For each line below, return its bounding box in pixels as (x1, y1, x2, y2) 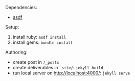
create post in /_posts (12, 59, 60, 65)
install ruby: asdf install (12, 34, 66, 40)
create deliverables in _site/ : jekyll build (12, 65, 103, 70)
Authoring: (5, 49, 28, 55)
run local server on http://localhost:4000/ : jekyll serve (12, 70, 130, 76)
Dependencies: (5, 5, 37, 10)
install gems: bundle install (12, 39, 73, 45)
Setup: (5, 24, 19, 30)
